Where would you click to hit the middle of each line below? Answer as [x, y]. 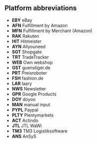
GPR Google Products [34, 94]
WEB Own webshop [32, 62]
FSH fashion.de [27, 78]
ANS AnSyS [24, 136]
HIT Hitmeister [26, 41]
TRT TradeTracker [30, 57]
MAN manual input [31, 104]
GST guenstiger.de [31, 68]
